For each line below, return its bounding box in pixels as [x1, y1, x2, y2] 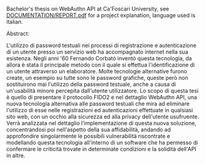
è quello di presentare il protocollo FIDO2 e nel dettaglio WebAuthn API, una [6, 94, 198, 101]
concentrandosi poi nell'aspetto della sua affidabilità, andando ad [6, 126, 171, 133]
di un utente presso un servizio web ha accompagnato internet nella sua [6, 48, 188, 55]
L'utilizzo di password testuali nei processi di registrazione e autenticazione [6, 42, 197, 49]
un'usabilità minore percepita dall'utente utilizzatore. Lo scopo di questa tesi [6, 87, 199, 94]
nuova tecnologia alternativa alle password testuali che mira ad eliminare [6, 100, 190, 107]
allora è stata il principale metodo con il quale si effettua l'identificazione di [6, 61, 195, 68]
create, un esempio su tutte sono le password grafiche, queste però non [6, 74, 188, 81]
